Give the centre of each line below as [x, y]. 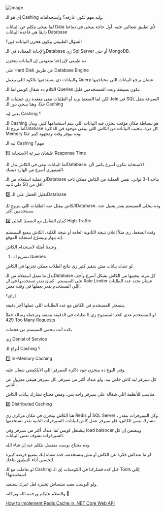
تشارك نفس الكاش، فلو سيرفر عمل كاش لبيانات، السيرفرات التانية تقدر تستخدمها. [81, 421]
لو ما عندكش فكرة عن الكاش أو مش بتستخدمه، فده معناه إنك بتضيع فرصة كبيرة [79, 454]
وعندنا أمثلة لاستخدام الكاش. [32, 247]
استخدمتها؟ [16, 475]
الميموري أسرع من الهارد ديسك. [35, 170]
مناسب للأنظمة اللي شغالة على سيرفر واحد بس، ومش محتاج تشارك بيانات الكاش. [81, 394]
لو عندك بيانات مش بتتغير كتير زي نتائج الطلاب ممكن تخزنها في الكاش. [70, 266]
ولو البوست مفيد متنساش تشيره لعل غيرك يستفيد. [52, 484]
